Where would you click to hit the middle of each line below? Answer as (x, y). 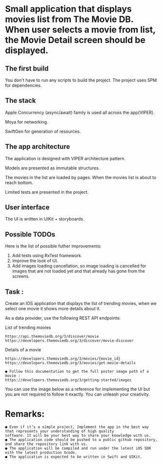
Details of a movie (23, 350)
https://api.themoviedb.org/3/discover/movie (52, 337)
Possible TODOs (30, 234)
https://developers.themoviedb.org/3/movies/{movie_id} (63, 359)
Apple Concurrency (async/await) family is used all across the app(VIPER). (80, 112)
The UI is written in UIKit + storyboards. (45, 219)
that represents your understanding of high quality (60, 431)
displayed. (27, 50)
